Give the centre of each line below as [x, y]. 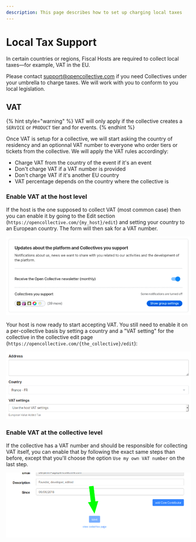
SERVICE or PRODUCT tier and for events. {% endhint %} [70, 128]
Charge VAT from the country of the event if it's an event [83, 163]
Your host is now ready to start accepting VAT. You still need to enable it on [97, 325]
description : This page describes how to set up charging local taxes [94, 12]
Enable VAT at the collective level [54, 433]
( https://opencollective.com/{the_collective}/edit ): [72, 343]
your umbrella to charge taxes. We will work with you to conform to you [92, 82]
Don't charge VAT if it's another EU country [67, 175]
